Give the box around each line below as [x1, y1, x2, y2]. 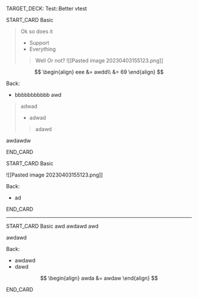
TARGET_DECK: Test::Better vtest [6, 5, 87, 12]
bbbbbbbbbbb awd [14, 91, 62, 98]
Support [29, 40, 49, 46]
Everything [29, 45, 56, 53]
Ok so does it [20, 28, 53, 35]
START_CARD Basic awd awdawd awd [6, 222, 99, 230]
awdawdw [6, 137, 31, 144]
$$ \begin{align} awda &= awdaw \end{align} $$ [40, 274, 158, 281]
